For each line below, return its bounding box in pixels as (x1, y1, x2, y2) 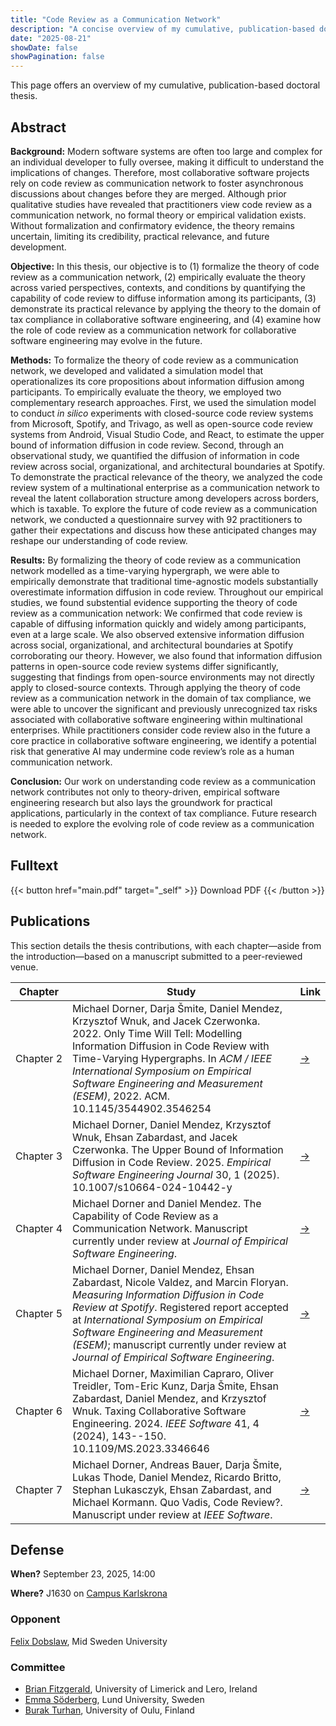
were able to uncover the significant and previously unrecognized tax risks (10, 702, 318, 715)
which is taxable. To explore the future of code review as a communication (10, 502, 318, 515)
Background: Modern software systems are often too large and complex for (10, 145, 323, 157)
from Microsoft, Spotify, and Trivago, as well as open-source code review (10, 417, 314, 430)
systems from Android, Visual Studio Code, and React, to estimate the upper (10, 428, 325, 440)
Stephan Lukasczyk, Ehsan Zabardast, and (72, 1482, 272, 1496)
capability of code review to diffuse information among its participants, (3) (10, 292, 317, 304)
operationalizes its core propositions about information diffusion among (10, 375, 305, 387)
